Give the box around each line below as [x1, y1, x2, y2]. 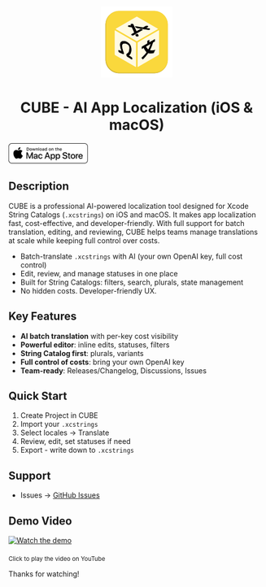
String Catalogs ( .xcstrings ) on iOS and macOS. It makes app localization [8, 210, 256, 220]
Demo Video [8, 514, 72, 528]
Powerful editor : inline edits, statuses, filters [20, 340, 170, 350]
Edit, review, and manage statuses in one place [20, 268, 178, 278]
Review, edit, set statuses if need [20, 437, 132, 446]
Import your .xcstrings [20, 420, 98, 429]
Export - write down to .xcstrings [20, 446, 134, 455]
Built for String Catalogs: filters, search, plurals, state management [20, 277, 244, 287]
